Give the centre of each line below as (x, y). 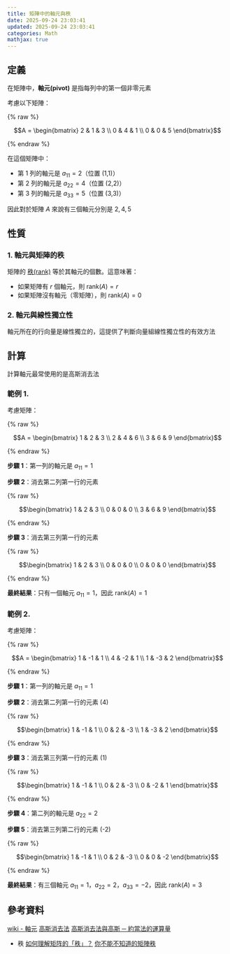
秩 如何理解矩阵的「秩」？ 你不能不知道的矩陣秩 (86, 943)
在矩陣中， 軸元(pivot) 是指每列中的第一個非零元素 (79, 87)
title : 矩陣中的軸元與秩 (39, 14)
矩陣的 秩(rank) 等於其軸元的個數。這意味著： (73, 272)
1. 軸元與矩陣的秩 (36, 255)
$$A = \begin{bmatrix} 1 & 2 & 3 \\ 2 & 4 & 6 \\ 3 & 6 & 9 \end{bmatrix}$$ (117, 438)
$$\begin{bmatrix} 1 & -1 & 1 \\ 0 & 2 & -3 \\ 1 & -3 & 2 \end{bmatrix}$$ (117, 730)
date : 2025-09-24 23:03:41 (46, 20)
